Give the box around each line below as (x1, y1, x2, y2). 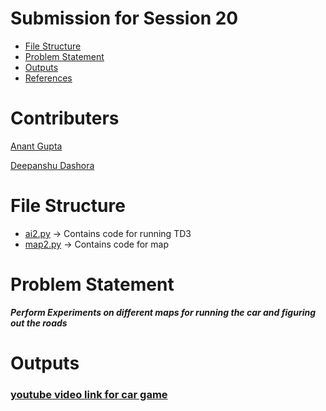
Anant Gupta (10, 140, 63, 152)
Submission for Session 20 (10, 7, 239, 30)
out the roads (10, 317, 68, 329)
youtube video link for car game (10, 387, 168, 401)
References (24, 72, 73, 84)
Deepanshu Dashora (10, 159, 95, 171)
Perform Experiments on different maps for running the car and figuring (10, 306, 317, 318)
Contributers (10, 107, 120, 130)
